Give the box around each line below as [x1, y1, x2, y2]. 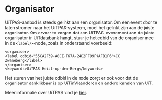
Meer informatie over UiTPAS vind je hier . [5, 89, 87, 95]
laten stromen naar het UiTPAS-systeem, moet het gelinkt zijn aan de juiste [5, 24, 155, 30]
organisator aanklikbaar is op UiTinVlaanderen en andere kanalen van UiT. [5, 80, 153, 86]
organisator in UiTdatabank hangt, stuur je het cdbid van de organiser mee [5, 35, 154, 41]
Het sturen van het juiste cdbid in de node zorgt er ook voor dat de [5, 75, 138, 81]
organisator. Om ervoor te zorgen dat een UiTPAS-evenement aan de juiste [5, 30, 155, 35]
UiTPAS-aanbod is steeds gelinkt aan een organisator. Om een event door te [5, 19, 158, 25]
